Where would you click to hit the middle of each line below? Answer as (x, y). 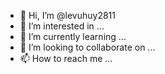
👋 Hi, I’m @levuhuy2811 (67, 15)
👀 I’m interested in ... (62, 26)
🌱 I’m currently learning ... (73, 36)
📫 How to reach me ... (66, 58)
